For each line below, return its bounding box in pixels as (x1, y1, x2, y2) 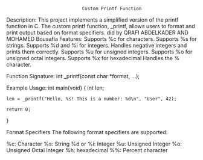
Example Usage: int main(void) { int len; (6, 84, 105, 91)
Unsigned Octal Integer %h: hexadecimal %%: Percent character (6, 147, 168, 153)
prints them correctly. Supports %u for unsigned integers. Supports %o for (6, 48, 193, 55)
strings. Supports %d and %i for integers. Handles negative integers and (6, 42, 187, 49)
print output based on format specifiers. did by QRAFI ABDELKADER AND (6, 29, 189, 36)
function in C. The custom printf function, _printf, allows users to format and (6, 23, 195, 29)
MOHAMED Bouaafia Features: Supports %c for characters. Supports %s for (6, 35, 197, 42)
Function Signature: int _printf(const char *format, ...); (6, 73, 140, 79)
